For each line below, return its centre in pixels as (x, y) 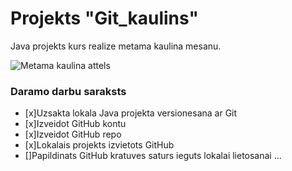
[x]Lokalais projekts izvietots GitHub (99, 145)
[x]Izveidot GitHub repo (73, 134)
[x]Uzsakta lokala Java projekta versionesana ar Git (131, 113)
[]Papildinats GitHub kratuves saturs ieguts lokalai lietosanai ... (153, 156)
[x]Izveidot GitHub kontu (75, 124)
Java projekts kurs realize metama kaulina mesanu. (116, 46)
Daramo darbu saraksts (68, 91)
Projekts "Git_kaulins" (104, 18)
